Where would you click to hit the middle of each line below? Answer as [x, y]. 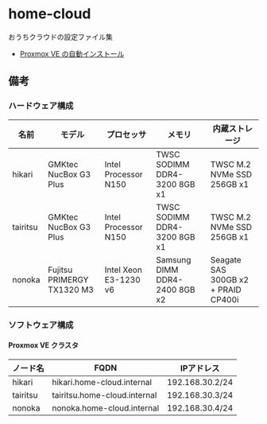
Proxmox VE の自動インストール [72, 53]
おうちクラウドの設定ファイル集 [60, 37]
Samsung [174, 259]
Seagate [226, 259]
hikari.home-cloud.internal [102, 382]
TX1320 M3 [70, 290]
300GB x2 [229, 279]
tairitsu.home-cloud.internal [104, 395]
